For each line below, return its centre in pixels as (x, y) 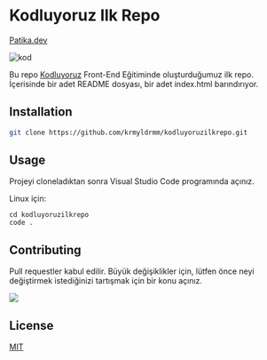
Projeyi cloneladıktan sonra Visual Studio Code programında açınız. (132, 181)
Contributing (45, 250)
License (31, 325)
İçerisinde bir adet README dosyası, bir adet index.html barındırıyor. (134, 84)
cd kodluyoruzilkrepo (49, 215)
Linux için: (28, 199)
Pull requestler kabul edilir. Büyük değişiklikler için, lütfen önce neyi (132, 271)
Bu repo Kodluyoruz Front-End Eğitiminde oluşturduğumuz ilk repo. (132, 74)
